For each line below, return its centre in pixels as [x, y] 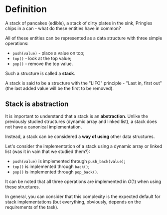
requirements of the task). [32, 207]
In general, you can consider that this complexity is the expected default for [83, 196]
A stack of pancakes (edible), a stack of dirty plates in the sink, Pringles [79, 23]
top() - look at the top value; [42, 58]
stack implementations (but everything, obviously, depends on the [73, 201]
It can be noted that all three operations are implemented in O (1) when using [83, 181]
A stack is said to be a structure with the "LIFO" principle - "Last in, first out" [83, 83]
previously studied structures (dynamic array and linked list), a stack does [81, 121]
